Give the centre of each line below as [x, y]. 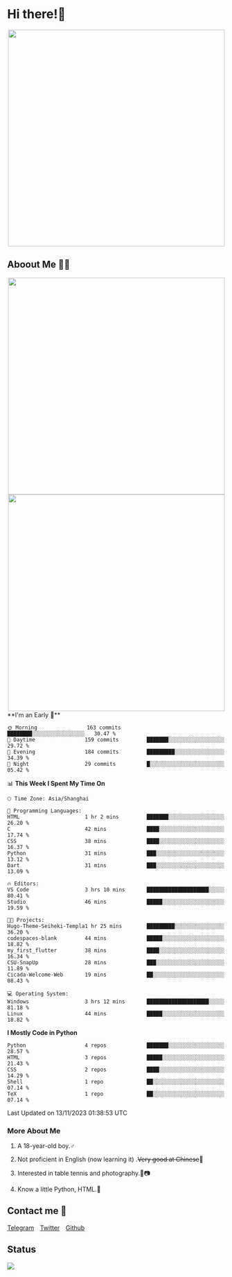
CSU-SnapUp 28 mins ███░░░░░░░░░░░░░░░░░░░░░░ [116, 962]
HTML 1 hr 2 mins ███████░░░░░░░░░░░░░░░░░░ [116, 817]
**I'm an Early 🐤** [34, 714]
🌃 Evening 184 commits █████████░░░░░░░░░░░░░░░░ [116, 752]
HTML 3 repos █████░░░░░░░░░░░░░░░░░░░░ [116, 1057]
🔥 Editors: [23, 884]
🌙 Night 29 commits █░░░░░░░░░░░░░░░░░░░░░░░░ [116, 764]
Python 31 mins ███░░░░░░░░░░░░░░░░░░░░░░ [116, 853]
